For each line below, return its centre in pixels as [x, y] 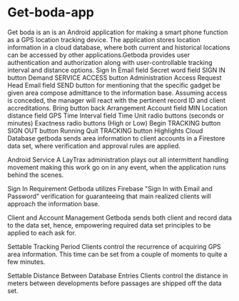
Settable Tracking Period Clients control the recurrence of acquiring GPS [114, 246]
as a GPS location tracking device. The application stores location [104, 39]
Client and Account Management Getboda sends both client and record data [119, 218]
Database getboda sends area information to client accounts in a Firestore [116, 138]
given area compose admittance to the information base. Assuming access [117, 93]
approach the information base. [54, 203]
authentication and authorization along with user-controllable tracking [110, 62]
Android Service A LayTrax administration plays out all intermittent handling [118, 159]
